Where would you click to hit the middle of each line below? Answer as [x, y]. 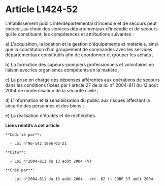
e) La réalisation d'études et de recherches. [51, 116]
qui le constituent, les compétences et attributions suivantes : [70, 34]
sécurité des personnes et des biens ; [45, 105]
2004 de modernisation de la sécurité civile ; [52, 90]
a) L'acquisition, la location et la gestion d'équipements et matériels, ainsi [82, 44]
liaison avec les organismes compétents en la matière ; [63, 70]
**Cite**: [16, 152]
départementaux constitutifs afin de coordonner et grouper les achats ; [79, 55]
